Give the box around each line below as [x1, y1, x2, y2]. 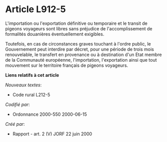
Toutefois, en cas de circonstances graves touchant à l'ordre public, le [5, 40, 151, 46]
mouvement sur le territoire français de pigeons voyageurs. [5, 62, 128, 68]
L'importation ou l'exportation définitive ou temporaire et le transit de [5, 20, 147, 26]
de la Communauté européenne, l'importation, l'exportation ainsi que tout [5, 57, 157, 63]
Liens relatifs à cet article [5, 72, 59, 78]
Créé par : [5, 121, 25, 127]
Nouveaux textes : [5, 82, 42, 88]
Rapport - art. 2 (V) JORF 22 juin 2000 [12, 130, 92, 137]
